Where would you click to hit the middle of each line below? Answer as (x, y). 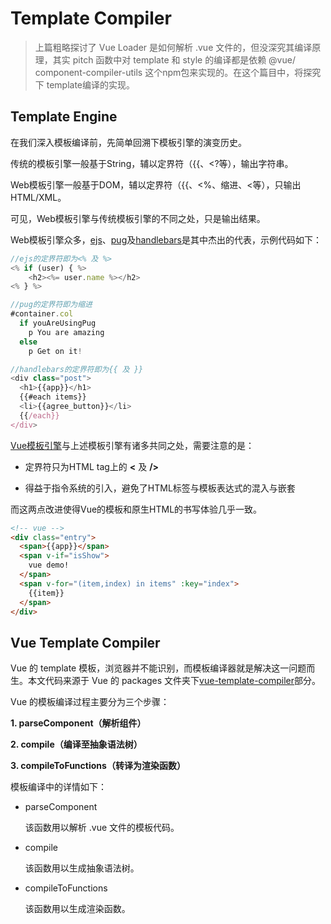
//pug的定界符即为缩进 (51, 305)
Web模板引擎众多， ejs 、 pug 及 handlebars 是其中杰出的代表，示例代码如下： (166, 239)
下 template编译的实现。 (85, 84)
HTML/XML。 (38, 197)
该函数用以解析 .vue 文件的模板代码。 (102, 828)
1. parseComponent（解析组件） (78, 723)
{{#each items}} (53, 397)
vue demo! (49, 565)
